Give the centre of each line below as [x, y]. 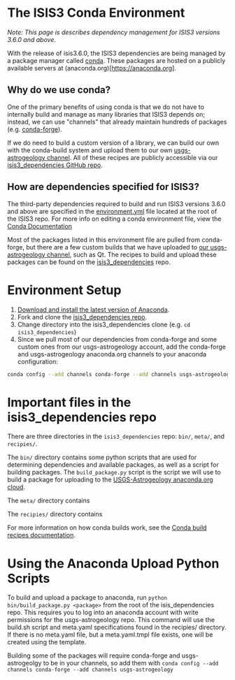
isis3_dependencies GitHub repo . [55, 165]
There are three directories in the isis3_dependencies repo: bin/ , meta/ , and [116, 436]
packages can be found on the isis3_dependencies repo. [89, 262]
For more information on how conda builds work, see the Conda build [107, 528]
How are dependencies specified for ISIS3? [103, 187]
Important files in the [69, 402]
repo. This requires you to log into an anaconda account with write [103, 612]
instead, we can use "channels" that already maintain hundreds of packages [117, 122]
